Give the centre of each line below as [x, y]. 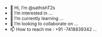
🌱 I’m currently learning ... [37, 18]
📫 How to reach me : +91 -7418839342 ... [53, 29]
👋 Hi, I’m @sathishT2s [32, 8]
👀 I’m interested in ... [31, 13]
